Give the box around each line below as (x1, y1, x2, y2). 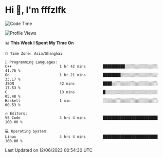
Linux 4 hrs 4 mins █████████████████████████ (5, 134, 158, 139)
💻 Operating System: (5, 129, 49, 134)
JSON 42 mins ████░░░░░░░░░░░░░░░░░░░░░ (5, 81, 158, 86)
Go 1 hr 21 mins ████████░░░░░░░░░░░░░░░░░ (5, 72, 158, 77)
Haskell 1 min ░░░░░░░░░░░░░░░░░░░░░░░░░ (5, 98, 158, 103)
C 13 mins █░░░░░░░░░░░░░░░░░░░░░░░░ (5, 90, 158, 94)
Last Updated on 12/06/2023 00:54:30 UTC (5, 147, 92, 153)
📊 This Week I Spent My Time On (5, 40, 74, 45)
